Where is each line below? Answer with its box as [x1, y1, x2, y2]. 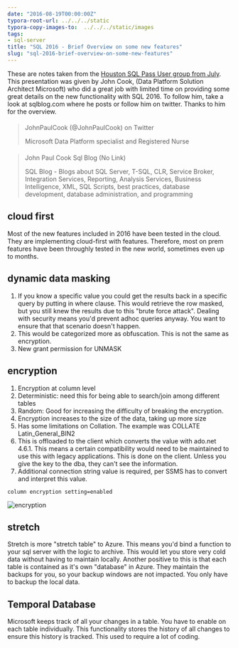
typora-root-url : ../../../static [7, 17, 110, 24]
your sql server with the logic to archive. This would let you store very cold [7, 548, 226, 556]
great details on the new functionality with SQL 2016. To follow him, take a [7, 92, 224, 100]
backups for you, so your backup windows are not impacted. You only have [7, 570, 229, 579]
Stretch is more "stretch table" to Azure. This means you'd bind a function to [7, 540, 232, 549]
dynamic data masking [7, 273, 111, 285]
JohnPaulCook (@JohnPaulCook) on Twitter [24, 124, 154, 132]
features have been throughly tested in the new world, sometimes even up [7, 244, 225, 253]
